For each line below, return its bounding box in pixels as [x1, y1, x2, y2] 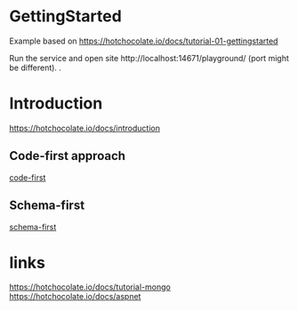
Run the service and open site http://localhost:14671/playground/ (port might [9, 52, 289, 63]
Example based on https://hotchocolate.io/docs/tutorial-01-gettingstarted [9, 36, 278, 46]
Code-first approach [9, 148, 126, 163]
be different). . [9, 62, 62, 73]
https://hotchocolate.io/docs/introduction [9, 123, 160, 133]
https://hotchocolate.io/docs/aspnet [9, 291, 141, 302]
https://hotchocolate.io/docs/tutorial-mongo [9, 282, 171, 292]
